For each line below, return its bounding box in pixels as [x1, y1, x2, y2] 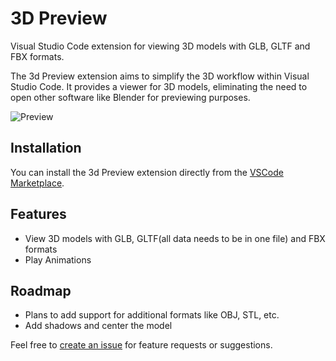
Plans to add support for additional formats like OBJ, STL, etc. [24, 309, 280, 321]
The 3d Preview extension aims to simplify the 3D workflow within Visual [10, 70, 310, 82]
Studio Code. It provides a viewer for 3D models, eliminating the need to [10, 80, 308, 92]
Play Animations [24, 253, 92, 266]
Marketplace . [10, 177, 65, 189]
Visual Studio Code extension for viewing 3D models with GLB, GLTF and [10, 40, 311, 52]
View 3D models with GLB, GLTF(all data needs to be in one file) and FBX [24, 232, 326, 244]
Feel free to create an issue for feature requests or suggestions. [10, 339, 273, 351]
